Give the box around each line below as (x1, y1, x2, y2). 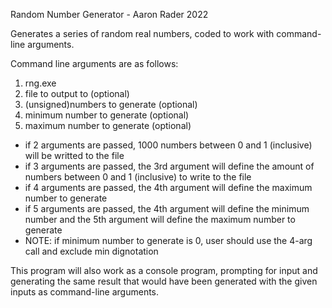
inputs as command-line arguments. (10, 286, 160, 298)
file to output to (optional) (24, 88, 130, 99)
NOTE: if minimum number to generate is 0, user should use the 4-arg (24, 235, 313, 246)
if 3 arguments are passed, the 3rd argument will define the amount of (24, 160, 315, 172)
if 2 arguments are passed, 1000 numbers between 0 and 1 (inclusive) (24, 139, 313, 151)
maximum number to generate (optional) (24, 120, 192, 131)
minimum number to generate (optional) (24, 109, 190, 121)
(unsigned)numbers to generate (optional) (24, 99, 198, 110)
